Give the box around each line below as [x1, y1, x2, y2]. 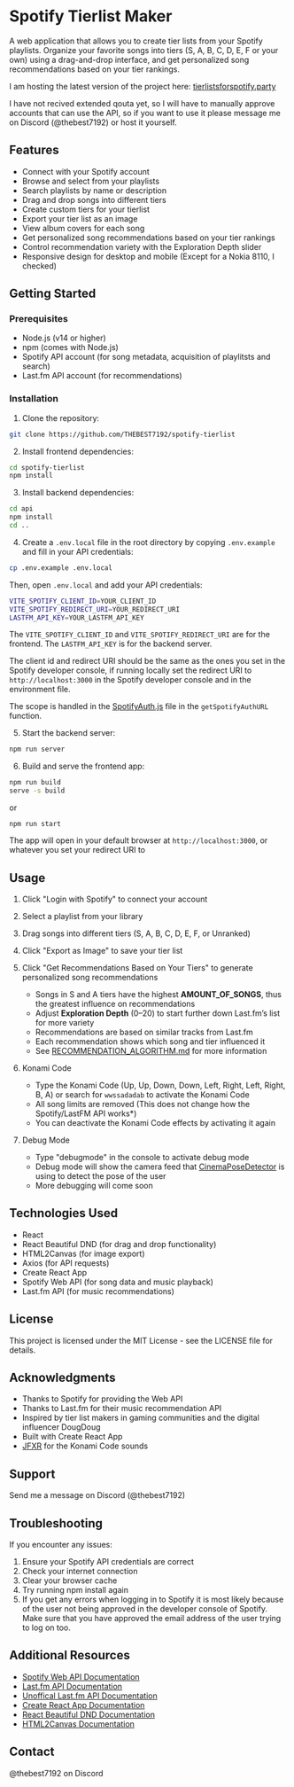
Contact [9, 1744, 55, 1760]
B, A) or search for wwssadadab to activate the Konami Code [35, 1089, 250, 1100]
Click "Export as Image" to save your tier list [21, 945, 183, 956]
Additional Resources [9, 1648, 130, 1663]
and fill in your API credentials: [21, 546, 134, 557]
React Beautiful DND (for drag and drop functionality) [21, 1238, 217, 1249]
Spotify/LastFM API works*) [35, 1108, 137, 1119]
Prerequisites [9, 313, 68, 325]
